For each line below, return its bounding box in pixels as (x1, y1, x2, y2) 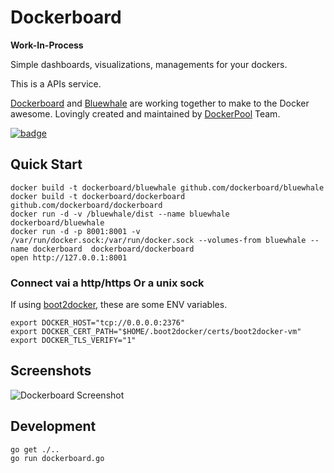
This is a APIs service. (10, 77, 102, 90)
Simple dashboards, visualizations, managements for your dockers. (10, 58, 288, 70)
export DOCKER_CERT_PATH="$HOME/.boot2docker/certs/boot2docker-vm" (10, 327, 302, 337)
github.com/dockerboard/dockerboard (10, 200, 163, 210)
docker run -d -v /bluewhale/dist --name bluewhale (10, 209, 230, 219)
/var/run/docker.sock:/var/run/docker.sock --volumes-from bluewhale (10, 235, 307, 245)
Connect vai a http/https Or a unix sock (10, 276, 205, 290)
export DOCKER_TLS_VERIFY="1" (10, 336, 137, 346)
